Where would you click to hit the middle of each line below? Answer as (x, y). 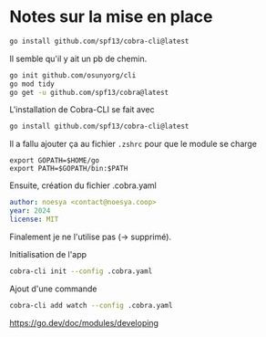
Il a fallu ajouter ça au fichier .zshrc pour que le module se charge (133, 144)
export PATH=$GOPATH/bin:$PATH (69, 169)
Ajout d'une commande (53, 289)
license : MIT (34, 220)
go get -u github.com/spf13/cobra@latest (89, 92)
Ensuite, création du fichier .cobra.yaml (83, 185)
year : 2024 (30, 211)
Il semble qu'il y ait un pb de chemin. (78, 58)
